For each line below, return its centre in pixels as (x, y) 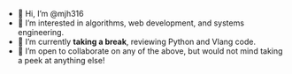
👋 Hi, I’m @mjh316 (50, 14)
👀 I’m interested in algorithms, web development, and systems (131, 23)
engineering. (41, 32)
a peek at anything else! (61, 60)
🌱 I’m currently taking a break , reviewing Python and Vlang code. (137, 41)
